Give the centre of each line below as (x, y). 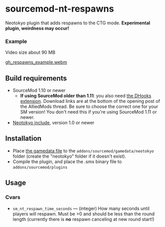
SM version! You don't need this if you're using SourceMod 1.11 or (89, 112)
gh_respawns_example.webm (36, 62)
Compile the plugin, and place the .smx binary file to (67, 161)
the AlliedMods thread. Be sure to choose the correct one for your (89, 106)
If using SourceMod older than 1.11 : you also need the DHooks (86, 96)
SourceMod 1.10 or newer (39, 90)
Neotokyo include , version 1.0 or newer (54, 123)
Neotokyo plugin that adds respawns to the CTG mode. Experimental (78, 23)
